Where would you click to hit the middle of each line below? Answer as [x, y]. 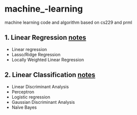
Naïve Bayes [24, 107]
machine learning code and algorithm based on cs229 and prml [68, 22]
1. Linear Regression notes [45, 38]
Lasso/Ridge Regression [36, 54]
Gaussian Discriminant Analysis [43, 102]
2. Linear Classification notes [50, 75]
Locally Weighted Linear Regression [48, 60]
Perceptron [23, 92]
